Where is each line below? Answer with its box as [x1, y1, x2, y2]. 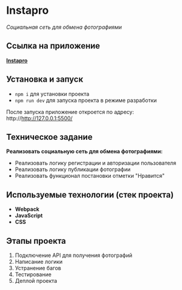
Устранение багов [14, 265, 62, 271]
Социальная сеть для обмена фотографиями [6, 23, 122, 31]
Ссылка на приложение [6, 41, 101, 51]
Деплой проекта [14, 277, 57, 284]
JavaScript [14, 212, 43, 219]
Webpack [14, 205, 40, 213]
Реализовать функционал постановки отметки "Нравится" [14, 172, 165, 180]
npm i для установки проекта [14, 90, 90, 97]
